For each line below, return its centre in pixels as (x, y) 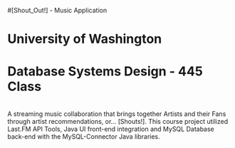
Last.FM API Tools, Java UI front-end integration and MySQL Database (111, 129)
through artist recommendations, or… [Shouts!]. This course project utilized (118, 122)
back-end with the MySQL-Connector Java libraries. (84, 137)
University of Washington (85, 39)
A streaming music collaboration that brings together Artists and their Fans (117, 114)
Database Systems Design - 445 (105, 72)
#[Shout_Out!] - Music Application (57, 10)
